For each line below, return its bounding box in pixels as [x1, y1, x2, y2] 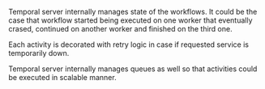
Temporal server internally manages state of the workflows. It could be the [8, 7, 258, 16]
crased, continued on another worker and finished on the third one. [8, 24, 233, 33]
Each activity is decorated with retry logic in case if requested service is [8, 40, 250, 49]
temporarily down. [8, 49, 70, 57]
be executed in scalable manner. [8, 73, 117, 82]
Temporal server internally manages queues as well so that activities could [8, 64, 258, 74]
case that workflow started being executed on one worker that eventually [8, 15, 253, 25]
